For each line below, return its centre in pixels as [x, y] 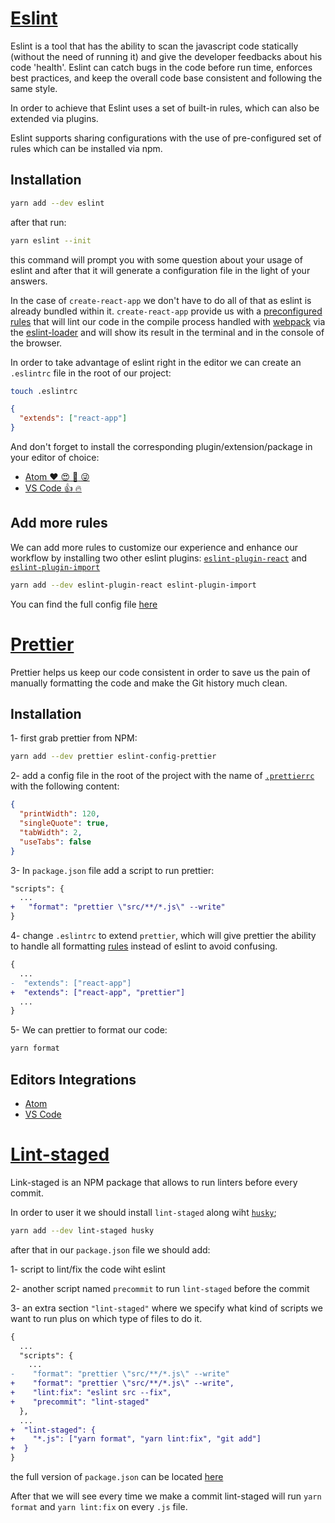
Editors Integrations [73, 1079]
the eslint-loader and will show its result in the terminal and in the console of [167, 332]
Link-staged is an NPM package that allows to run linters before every [154, 1182]
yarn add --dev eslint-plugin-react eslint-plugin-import [133, 585]
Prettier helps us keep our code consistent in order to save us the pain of [160, 672]
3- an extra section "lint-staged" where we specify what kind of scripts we [166, 1308]
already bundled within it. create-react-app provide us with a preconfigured [166, 311]
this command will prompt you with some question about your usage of [156, 259]
